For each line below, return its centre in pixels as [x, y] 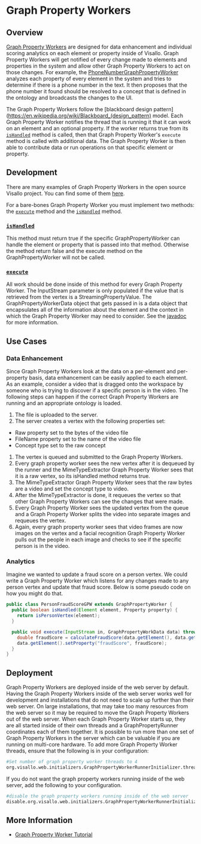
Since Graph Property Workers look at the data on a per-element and [91, 371]
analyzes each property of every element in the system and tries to [89, 79]
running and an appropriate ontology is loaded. [64, 403]
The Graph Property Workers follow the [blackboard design [79, 109]
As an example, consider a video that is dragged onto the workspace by [95, 384]
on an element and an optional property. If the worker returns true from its [97, 128]
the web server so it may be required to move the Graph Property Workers [98, 713]
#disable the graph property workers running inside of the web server [97, 796]
